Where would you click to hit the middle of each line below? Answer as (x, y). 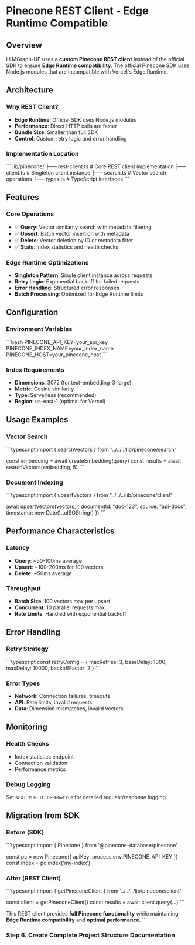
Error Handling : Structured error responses (67, 288)
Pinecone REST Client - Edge (77, 11)
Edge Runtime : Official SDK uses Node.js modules (75, 119)
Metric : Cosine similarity (44, 389)
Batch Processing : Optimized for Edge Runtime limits (79, 294)
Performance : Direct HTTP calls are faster (66, 126)
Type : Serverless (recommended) (55, 395)
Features (23, 197)
